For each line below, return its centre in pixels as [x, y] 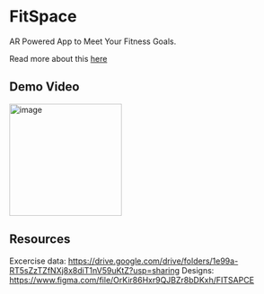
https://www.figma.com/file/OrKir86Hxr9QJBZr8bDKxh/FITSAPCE [132, 280]
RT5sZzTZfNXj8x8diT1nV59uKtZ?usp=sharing [95, 270]
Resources [40, 239]
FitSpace [43, 17]
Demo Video [44, 87]
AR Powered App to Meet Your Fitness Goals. [93, 41]
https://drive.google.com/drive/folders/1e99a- [153, 261]
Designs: [198, 270]
